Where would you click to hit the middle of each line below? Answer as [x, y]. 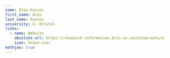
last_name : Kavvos [25, 19]
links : [12, 29]
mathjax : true [20, 47]
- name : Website [27, 33]
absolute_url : [29, 38]
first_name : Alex [24, 15]
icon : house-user [33, 43]
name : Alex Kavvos [25, 10]
